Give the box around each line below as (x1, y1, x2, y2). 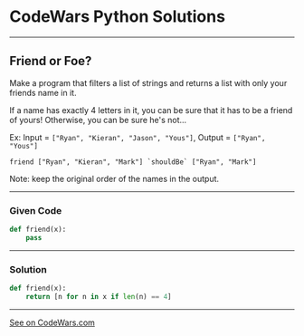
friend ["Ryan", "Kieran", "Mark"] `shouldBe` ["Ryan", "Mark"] (9, 157, 257, 167)
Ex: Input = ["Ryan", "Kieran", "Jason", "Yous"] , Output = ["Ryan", (9, 131, 266, 142)
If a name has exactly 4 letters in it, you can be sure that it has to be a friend (9, 104, 293, 115)
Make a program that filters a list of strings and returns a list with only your (9, 77, 288, 88)
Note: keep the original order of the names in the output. (9, 173, 220, 184)
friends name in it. (9, 87, 77, 98)
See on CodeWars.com (9, 317, 95, 328)
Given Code (9, 204, 62, 216)
